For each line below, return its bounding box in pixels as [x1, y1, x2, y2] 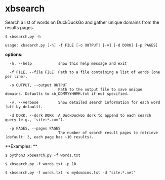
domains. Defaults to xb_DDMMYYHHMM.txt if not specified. [5, 91, 129, 96]
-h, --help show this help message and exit [9, 61, 127, 66]
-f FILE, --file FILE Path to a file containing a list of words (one [9, 70, 161, 75]
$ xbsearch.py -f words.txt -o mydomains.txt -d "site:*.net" [5, 170, 136, 175]
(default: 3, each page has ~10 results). [5, 135, 94, 139]
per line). [5, 74, 28, 79]
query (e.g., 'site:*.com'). [5, 117, 65, 122]
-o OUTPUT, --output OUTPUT [9, 83, 68, 88]
